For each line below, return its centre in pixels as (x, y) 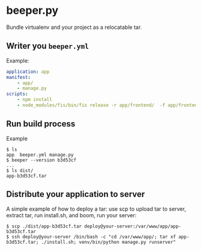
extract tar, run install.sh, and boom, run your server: (72, 215)
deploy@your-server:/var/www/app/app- (133, 226)
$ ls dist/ (20, 170)
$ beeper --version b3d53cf (41, 160)
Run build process (41, 124)
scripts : (17, 94)
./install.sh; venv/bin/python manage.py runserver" (109, 242)
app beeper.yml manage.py (40, 155)
